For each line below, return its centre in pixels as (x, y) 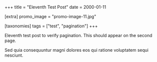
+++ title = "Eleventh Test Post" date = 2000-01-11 (55, 7)
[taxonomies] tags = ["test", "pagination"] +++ (51, 26)
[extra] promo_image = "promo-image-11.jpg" (50, 16)
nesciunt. (14, 55)
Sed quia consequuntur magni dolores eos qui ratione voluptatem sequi (77, 50)
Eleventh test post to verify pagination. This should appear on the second (78, 35)
